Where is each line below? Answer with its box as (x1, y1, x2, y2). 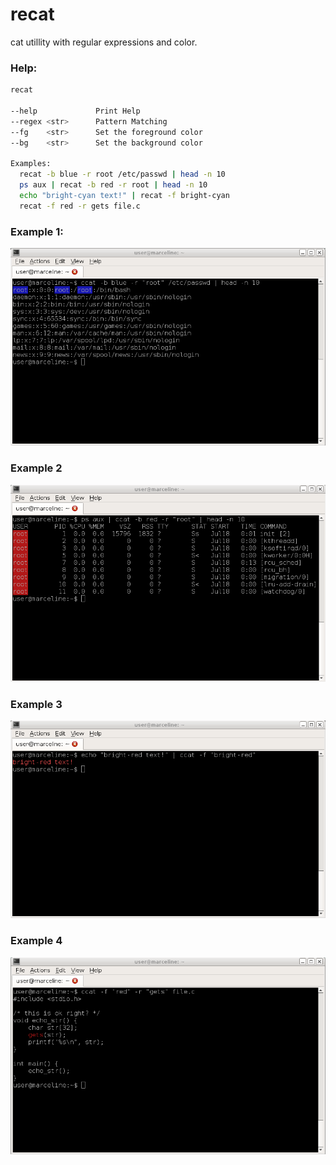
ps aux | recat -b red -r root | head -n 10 (19, 180, 208, 190)
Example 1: (10, 224, 64, 238)
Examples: (10, 159, 52, 169)
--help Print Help (10, 106, 141, 116)
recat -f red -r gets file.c (19, 201, 141, 211)
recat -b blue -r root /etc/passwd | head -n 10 (19, 169, 226, 180)
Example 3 (10, 697, 63, 711)
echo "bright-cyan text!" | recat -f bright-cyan (19, 190, 230, 200)
